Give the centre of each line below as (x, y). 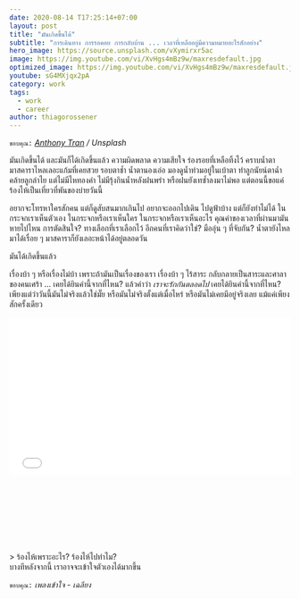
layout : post (33, 26)
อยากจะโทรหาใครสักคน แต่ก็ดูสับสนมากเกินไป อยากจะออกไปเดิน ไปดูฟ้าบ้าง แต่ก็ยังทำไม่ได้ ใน (148, 208)
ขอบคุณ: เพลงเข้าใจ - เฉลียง (50, 584)
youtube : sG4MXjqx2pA (50, 76)
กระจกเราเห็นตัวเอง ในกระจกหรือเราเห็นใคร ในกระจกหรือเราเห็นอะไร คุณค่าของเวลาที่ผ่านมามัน (149, 218)
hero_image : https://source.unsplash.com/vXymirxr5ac (112, 51)
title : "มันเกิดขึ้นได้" (42, 34)
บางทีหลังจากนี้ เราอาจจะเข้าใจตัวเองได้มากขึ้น (75, 566)
